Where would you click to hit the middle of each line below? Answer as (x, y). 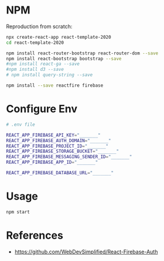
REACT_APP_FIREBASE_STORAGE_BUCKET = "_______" (62, 152)
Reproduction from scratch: (39, 26)
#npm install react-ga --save (43, 64)
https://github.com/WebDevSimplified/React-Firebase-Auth (86, 252)
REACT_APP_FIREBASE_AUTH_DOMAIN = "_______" (59, 140)
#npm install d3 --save (35, 70)
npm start (18, 212)
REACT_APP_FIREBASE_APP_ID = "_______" (52, 162)
